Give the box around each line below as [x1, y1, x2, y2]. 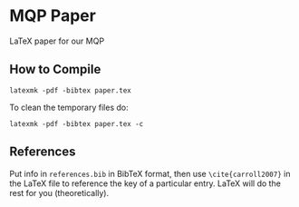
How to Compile [9, 62, 101, 77]
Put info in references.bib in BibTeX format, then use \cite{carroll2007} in [9, 168, 291, 179]
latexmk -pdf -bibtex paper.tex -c [9, 119, 144, 128]
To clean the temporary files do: [9, 102, 129, 113]
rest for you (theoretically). [9, 187, 110, 198]
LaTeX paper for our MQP [9, 35, 105, 46]
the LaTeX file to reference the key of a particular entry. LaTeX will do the [9, 178, 281, 189]
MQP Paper [9, 5, 97, 26]
